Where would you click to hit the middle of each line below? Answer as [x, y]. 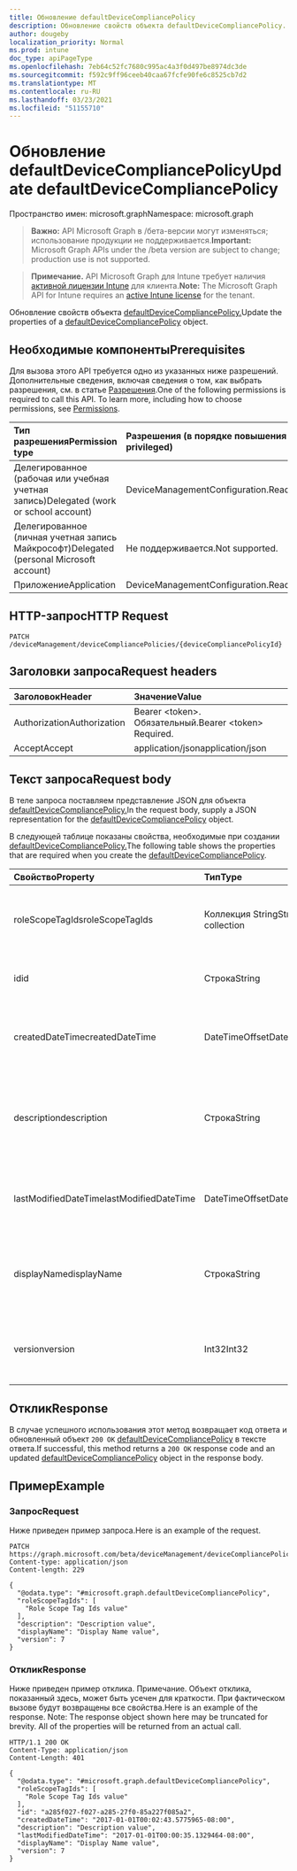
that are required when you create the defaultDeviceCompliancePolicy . [138, 855]
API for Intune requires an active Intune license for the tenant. [143, 295]
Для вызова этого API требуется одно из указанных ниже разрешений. [144, 371]
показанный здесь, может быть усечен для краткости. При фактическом [147, 1698]
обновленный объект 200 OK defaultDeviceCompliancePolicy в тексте [138, 1439]
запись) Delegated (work [65, 501]
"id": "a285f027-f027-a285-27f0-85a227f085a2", [107, 1813]
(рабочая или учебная [61, 479]
